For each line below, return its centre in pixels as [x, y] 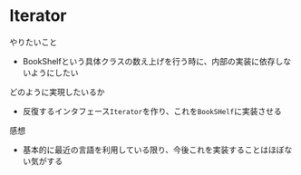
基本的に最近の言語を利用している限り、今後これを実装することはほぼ [153, 150]
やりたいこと [33, 42]
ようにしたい [54, 73]
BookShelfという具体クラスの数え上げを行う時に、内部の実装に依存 [149, 61]
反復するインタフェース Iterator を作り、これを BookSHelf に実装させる [152, 111]
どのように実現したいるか [57, 92]
